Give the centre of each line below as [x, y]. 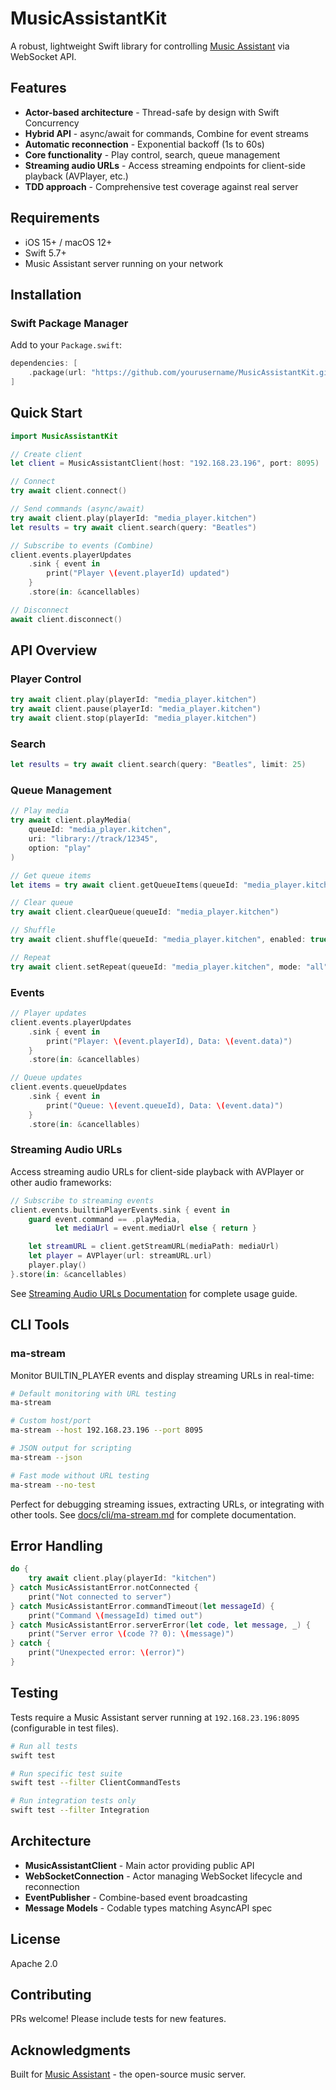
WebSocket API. [43, 56]
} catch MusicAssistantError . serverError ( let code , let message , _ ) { [160, 1625]
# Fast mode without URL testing [80, 1475]
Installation [46, 294]
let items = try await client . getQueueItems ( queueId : [125, 885]
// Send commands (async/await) [77, 509]
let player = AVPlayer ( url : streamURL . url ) [120, 1256]
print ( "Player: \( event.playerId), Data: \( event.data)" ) [169, 1041]
